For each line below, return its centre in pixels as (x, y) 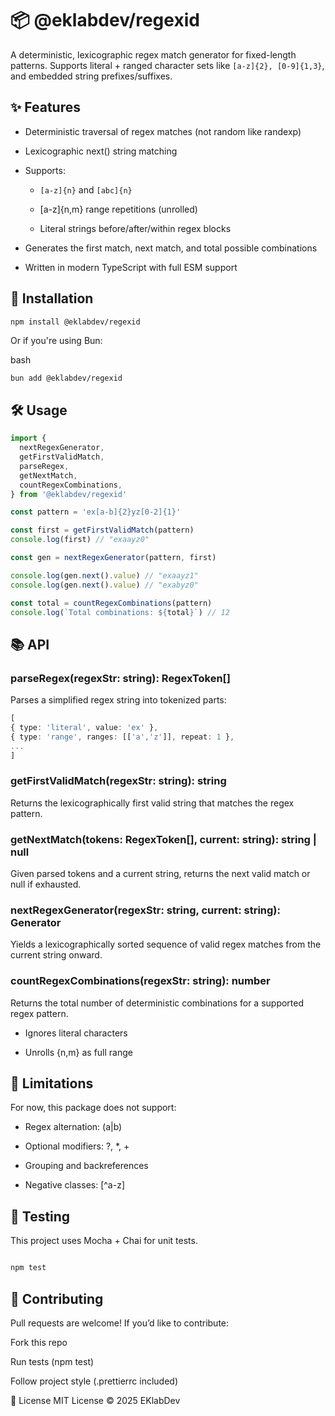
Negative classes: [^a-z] (75, 1185)
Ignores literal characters (76, 1033)
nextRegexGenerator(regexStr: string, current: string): (145, 910)
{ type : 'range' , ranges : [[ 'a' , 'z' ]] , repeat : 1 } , (122, 737)
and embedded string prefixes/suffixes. (91, 76)
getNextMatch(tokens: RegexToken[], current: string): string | (163, 839)
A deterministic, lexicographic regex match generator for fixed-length (153, 54)
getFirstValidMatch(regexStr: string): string (118, 781)
